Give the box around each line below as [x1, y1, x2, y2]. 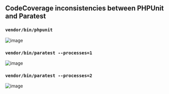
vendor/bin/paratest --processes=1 [5, 50, 93, 56]
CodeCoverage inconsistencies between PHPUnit [5, 4, 164, 13]
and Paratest [5, 12, 46, 21]
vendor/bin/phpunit [5, 27, 53, 33]
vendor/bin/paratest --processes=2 [5, 73, 93, 78]
